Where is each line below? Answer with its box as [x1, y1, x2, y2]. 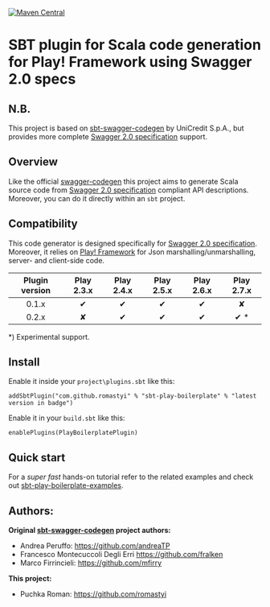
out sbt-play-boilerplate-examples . [8, 481, 124, 490]
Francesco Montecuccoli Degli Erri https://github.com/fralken [19, 550, 223, 560]
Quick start [8, 451, 66, 465]
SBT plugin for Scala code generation [8, 36, 261, 54]
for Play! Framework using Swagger [8, 53, 252, 72]
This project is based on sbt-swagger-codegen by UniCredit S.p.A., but [8, 123, 244, 133]
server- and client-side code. [8, 255, 105, 265]
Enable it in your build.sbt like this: [8, 413, 125, 423]
